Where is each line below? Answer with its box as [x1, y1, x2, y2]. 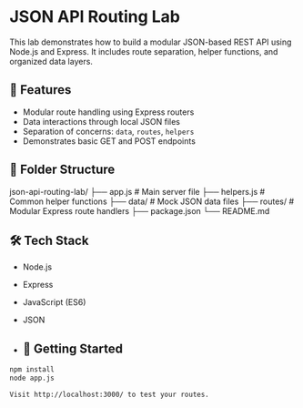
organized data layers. [9, 56, 94, 66]
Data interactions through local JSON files [22, 116, 180, 127]
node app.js [9, 373, 55, 383]
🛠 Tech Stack [9, 232, 89, 248]
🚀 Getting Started [22, 341, 123, 356]
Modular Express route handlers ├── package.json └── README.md [9, 205, 270, 216]
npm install [9, 365, 55, 374]
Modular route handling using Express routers [22, 107, 195, 117]
